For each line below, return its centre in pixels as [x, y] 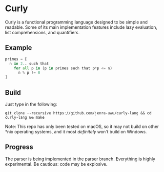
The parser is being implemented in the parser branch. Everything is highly [80, 159]
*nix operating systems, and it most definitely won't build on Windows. [76, 131]
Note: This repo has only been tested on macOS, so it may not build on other [82, 126]
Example [19, 48]
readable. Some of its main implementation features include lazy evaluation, [81, 27]
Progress [19, 147]
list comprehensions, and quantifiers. [42, 32]
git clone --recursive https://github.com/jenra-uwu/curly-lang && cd [78, 113]
